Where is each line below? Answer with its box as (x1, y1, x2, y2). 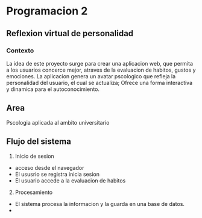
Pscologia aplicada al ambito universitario (6, 119, 110, 126)
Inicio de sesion (14, 152, 54, 160)
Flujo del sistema (6, 137, 71, 147)
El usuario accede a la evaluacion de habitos (14, 176, 126, 184)
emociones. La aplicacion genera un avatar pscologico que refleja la (6, 72, 176, 79)
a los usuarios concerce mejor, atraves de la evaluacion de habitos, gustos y (6, 66, 196, 73)
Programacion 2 (6, 4, 88, 18)
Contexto (6, 46, 34, 55)
